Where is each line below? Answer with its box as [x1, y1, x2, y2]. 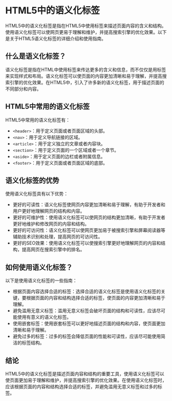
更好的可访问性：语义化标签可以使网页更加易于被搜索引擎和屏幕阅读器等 [12, 227, 165, 233]
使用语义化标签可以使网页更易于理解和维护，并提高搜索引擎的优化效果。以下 [5, 29, 167, 35]
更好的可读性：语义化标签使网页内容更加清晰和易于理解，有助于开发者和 [12, 202, 165, 208]
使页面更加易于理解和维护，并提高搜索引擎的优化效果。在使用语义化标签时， [5, 377, 167, 383]
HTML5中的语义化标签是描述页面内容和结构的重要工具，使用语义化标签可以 [5, 371, 165, 377]
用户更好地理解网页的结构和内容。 [12, 208, 85, 214]
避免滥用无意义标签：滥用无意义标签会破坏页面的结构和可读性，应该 [12, 308, 157, 314]
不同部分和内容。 [5, 86, 41, 92]
